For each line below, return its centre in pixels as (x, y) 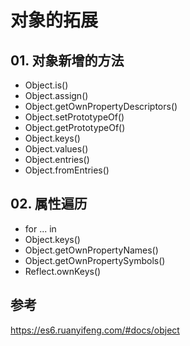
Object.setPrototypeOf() (74, 117)
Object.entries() (57, 159)
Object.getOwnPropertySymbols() (95, 260)
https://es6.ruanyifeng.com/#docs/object (95, 330)
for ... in (40, 228)
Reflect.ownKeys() (63, 271)
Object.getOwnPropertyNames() (91, 250)
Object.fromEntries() (67, 170)
